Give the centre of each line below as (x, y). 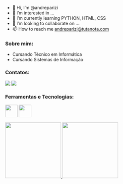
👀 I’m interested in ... (33, 13)
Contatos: (17, 73)
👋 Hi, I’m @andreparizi (35, 8)
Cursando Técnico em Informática (47, 54)
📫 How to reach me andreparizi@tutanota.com (61, 29)
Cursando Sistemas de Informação (48, 60)
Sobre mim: (19, 44)
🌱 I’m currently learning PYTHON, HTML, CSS (59, 18)
